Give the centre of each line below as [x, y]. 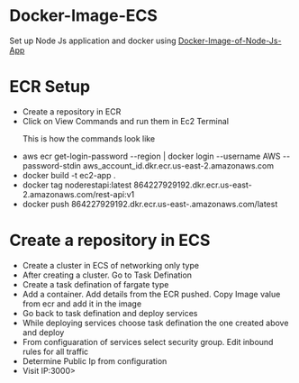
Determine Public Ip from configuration [95, 360]
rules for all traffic [55, 351]
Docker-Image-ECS [83, 16]
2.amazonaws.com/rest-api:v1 [78, 194]
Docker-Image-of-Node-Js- [230, 41]
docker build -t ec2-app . [69, 175]
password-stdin [51, 165]
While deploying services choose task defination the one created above [155, 323]
